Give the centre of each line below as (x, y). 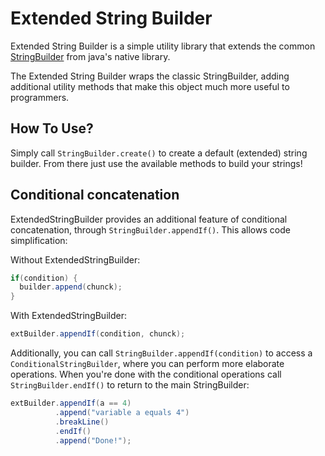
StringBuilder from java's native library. (90, 56)
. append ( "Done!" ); (93, 440)
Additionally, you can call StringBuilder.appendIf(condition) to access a (161, 353)
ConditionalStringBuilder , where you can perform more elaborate (147, 364)
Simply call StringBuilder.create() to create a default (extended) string (159, 153)
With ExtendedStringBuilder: (68, 316)
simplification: (39, 240)
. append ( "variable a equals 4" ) (122, 412)
